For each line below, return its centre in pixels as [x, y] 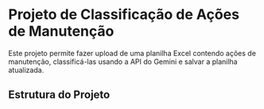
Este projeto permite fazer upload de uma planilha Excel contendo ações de [132, 53]
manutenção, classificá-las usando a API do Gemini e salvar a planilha [123, 62]
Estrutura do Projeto [59, 95]
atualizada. [26, 70]
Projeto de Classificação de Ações [124, 15]
